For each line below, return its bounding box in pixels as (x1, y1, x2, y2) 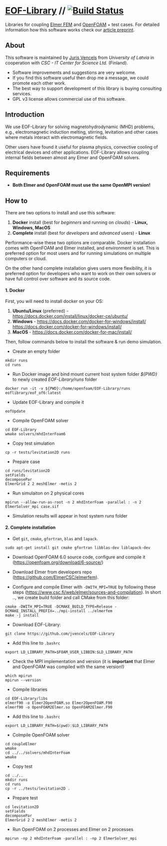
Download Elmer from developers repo (12, 569, 92, 575)
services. (12, 90, 31, 97)
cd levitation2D (5, 804, 39, 810)
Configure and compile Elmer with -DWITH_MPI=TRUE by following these (12, 584, 156, 590)
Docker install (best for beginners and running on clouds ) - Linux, (12, 219, 148, 225)
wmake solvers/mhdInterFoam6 (5, 432, 66, 437)
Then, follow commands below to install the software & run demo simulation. (5, 339, 162, 345)
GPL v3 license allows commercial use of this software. (12, 96, 126, 102)
